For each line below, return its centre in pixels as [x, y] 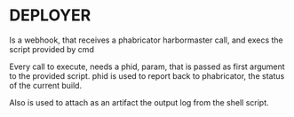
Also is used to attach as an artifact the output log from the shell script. [139, 102]
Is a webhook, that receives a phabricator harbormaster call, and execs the [147, 40]
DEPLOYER [50, 16]
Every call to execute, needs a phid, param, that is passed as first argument [147, 66]
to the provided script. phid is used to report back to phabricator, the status [147, 75]
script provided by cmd [52, 49]
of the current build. [46, 85]
